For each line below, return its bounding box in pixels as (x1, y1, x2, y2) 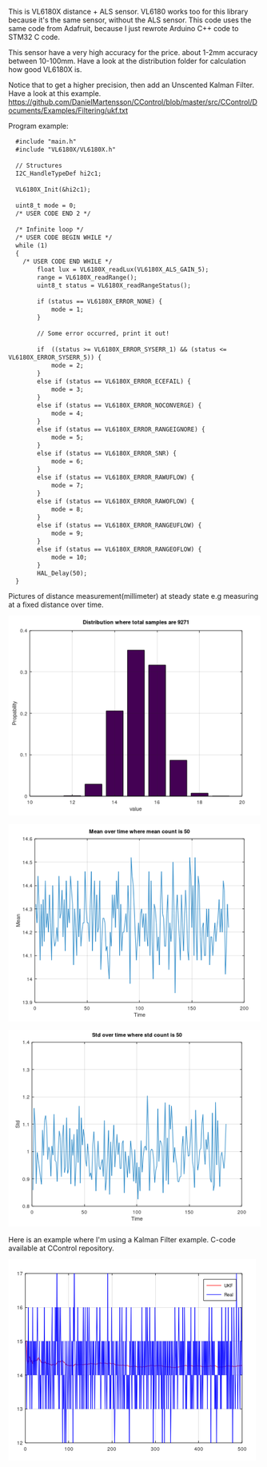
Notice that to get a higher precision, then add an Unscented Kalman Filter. (8, 80, 254, 90)
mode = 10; (50, 553, 88, 561)
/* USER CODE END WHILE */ (22, 257, 113, 265)
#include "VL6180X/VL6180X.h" (15, 146, 116, 153)
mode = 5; (50, 433, 84, 441)
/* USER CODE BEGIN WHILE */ (15, 233, 113, 241)
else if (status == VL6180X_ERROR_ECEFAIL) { (37, 377, 192, 385)
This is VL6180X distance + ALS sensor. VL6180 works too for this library (8, 7, 249, 16)
